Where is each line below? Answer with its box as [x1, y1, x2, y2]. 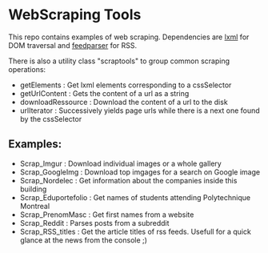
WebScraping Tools [8, 6, 142, 24]
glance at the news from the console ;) [19, 235, 148, 245]
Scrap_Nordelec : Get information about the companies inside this [19, 175, 238, 185]
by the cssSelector [19, 114, 82, 123]
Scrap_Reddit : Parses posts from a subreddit [19, 218, 170, 227]
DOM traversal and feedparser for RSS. [8, 40, 138, 50]
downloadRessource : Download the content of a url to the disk [19, 97, 228, 106]
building [19, 184, 47, 194]
